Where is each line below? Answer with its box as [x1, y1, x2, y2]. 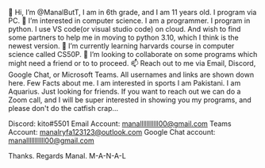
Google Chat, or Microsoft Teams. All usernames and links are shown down [8, 70, 255, 79]
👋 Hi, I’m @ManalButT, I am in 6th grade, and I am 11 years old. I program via [8, 8, 257, 17]
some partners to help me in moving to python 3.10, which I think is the [8, 32, 240, 42]
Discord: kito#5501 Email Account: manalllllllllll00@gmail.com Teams [8, 119, 232, 128]
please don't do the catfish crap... [8, 104, 119, 113]
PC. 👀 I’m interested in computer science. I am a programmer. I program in [8, 16, 251, 25]
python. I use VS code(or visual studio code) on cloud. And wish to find [8, 25, 241, 33]
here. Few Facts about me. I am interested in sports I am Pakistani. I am [8, 78, 241, 87]
